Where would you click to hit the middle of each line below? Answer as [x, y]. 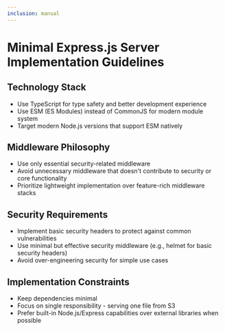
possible [29, 321]
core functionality [42, 179]
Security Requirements [58, 215]
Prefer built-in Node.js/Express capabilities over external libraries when [118, 313]
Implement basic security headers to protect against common [104, 231]
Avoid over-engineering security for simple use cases [93, 260]
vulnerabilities [37, 238]
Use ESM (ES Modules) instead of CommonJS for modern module [110, 111]
